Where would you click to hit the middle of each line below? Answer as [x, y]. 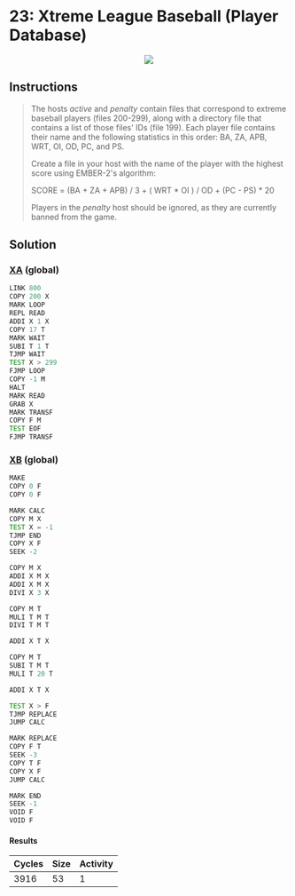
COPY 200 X [29, 297]
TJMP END [25, 535]
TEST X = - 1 [31, 527]
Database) [48, 35]
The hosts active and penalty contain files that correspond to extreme [159, 108]
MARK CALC [27, 511]
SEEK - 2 [23, 552]
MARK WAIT [27, 338]
